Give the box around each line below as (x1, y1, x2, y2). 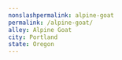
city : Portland (8, 33, 58, 41)
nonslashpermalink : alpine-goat (8, 11, 114, 19)
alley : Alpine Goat (8, 26, 72, 34)
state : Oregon (8, 41, 55, 48)
